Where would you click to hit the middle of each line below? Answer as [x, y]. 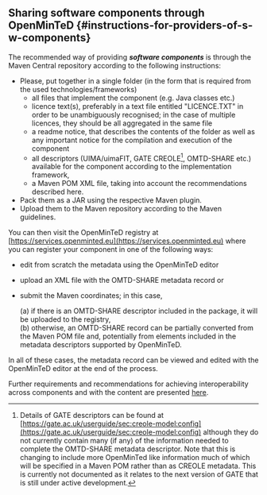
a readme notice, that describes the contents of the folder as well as [143, 131]
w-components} [50, 38]
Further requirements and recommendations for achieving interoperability [128, 384]
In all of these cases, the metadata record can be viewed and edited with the [133, 360]
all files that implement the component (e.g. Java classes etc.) [133, 98]
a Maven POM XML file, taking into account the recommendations [139, 184]
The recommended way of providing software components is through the [130, 57]
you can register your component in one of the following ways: [111, 249]
